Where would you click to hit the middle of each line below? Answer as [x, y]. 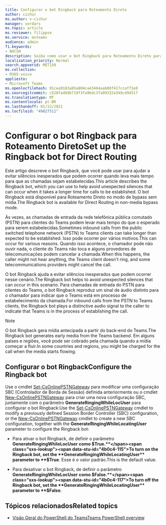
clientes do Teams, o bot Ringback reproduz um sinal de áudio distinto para [82, 290]
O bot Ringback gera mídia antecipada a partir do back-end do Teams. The [81, 330]
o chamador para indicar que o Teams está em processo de [66, 295]
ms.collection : [21, 70]
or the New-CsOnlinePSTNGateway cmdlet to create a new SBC [70, 418]
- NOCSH [13, 51]
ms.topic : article [24, 28]
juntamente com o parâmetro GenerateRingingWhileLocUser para [73, 402]
